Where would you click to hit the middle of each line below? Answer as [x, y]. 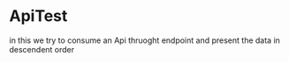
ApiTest [38, 16]
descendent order [42, 49]
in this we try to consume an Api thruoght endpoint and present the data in [145, 40]
